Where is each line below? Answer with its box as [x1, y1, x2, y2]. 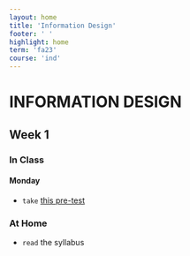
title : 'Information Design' [9, 21, 117, 30]
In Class [9, 154, 45, 166]
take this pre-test [21, 195, 86, 206]
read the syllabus [21, 237, 85, 247]
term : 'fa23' [9, 46, 57, 55]
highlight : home [9, 37, 69, 47]
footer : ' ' [9, 29, 53, 38]
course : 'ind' [9, 54, 62, 63]
